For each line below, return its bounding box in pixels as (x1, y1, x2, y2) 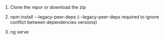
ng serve (10, 29, 29, 34)
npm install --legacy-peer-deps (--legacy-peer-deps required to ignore (10, 14, 159, 19)
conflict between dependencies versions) (10, 19, 97, 25)
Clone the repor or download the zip (10, 4, 86, 10)
